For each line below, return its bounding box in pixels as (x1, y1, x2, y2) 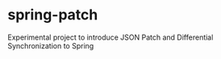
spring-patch (7, 6, 98, 24)
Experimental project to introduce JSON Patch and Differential (7, 32, 214, 42)
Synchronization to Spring (7, 40, 94, 50)
